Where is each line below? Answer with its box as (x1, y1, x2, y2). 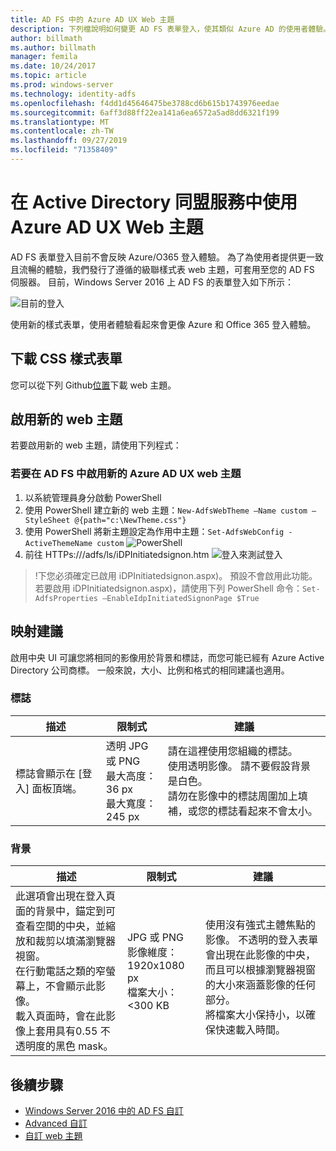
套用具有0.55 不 (35, 1024, 111, 1038)
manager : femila (10, 52, 78, 62)
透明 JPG (105, 739, 149, 753)
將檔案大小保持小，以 (204, 1008, 306, 1022)
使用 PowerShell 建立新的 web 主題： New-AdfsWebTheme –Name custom (24, 504, 308, 516)
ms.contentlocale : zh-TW (10, 126, 114, 136)
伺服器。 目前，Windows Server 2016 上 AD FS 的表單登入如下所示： (10, 276, 294, 288)
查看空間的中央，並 (15, 919, 107, 933)
